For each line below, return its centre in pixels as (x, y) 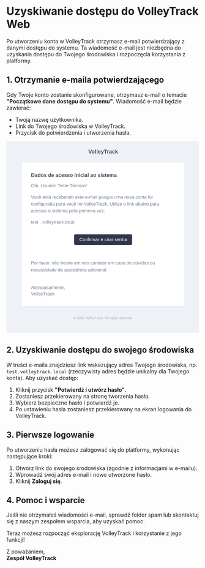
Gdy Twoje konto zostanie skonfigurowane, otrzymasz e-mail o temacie (97, 95)
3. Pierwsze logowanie (50, 435)
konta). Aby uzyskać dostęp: (42, 378)
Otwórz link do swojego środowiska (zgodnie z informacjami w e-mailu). (106, 468)
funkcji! (16, 540)
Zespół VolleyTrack (32, 558)
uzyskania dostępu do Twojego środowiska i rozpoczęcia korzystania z (96, 54)
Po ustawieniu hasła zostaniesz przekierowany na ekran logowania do (103, 409)
